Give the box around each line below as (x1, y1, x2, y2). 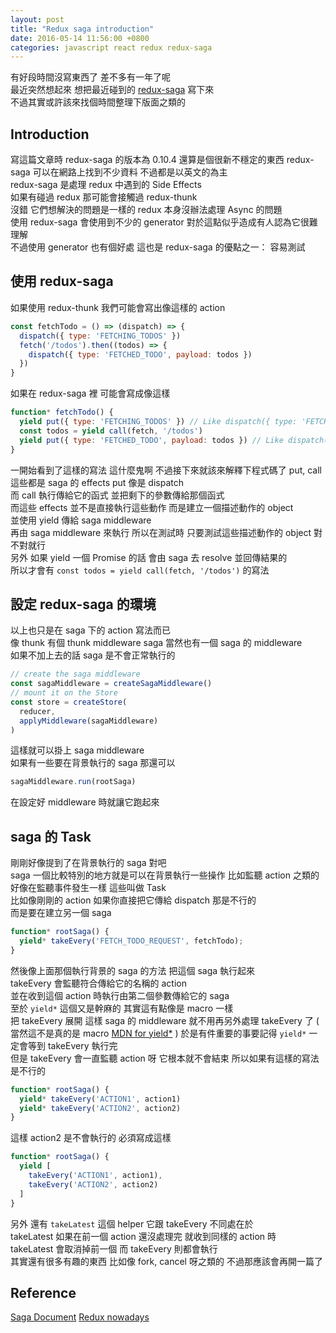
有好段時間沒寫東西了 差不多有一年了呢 (10, 71, 171, 83)
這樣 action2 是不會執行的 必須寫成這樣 (10, 1132, 172, 1144)
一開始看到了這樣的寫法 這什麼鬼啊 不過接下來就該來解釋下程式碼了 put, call (10, 464, 322, 476)
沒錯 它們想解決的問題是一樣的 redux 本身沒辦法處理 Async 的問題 (10, 204, 283, 216)
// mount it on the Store (10, 688, 118, 698)
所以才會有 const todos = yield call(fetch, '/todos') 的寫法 (10, 564, 270, 576)
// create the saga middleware (10, 669, 141, 680)
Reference (10, 1284, 77, 1301)
